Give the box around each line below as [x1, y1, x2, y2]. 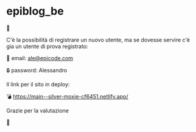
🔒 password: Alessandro [6, 66, 68, 74]
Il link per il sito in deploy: [6, 80, 70, 88]
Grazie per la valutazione [6, 106, 69, 114]
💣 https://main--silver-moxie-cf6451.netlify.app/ [6, 92, 129, 100]
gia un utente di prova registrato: [6, 43, 88, 50]
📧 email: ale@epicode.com [6, 54, 74, 61]
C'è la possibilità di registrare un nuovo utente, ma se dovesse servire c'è [6, 36, 191, 43]
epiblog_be [6, 4, 64, 18]
